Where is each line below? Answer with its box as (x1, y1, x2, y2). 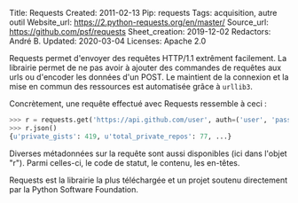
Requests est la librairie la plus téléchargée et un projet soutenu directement (9, 175, 288, 185)
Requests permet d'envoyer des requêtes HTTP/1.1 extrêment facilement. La (9, 53, 287, 63)
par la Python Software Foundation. (9, 183, 139, 194)
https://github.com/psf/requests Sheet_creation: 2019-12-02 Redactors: (9, 27, 271, 36)
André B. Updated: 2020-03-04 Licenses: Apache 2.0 (9, 35, 207, 46)
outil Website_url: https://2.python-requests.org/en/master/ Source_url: (9, 17, 269, 27)
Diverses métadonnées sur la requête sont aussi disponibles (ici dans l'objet (9, 148, 287, 159)
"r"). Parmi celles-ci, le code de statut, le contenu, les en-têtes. (9, 157, 240, 168)
